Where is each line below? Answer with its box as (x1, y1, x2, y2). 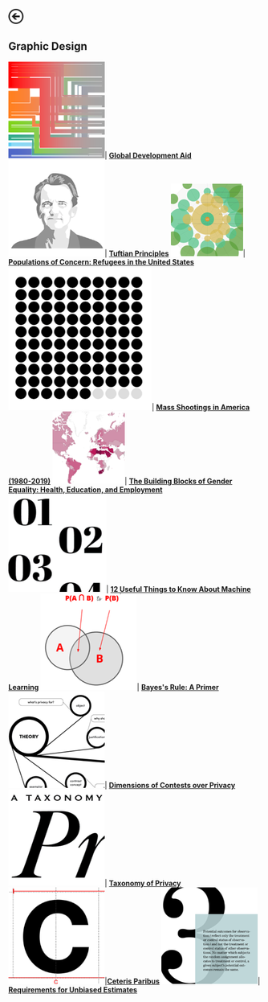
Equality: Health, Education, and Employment (8, 484, 163, 495)
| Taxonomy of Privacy (104, 878, 181, 888)
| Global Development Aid (104, 150, 192, 160)
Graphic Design (8, 39, 88, 53)
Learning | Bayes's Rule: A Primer (8, 682, 219, 692)
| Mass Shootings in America (152, 402, 250, 412)
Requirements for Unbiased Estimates (8, 984, 138, 994)
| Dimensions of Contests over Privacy (104, 780, 236, 790)
